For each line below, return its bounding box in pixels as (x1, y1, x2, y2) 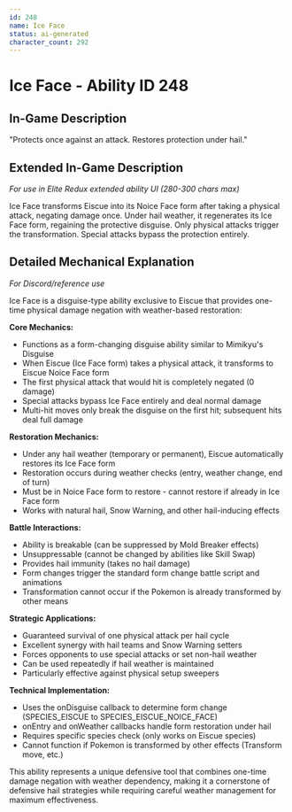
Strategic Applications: (9, 613, 96, 623)
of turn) (21, 476, 50, 487)
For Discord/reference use (9, 278, 105, 289)
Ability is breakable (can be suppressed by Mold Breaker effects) (21, 539, 259, 550)
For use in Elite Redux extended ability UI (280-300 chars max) (9, 183, 241, 195)
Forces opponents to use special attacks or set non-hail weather (21, 648, 257, 660)
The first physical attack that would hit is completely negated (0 (21, 376, 255, 387)
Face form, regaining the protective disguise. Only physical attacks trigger (9, 220, 280, 230)
